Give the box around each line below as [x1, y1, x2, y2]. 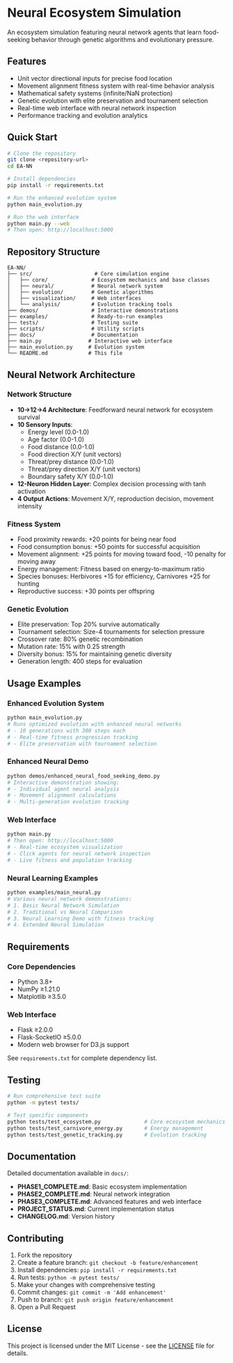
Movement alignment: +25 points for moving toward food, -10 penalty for [17, 550, 227, 559]
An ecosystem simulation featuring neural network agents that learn [7, 28, 202, 36]
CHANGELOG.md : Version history [17, 1212, 115, 1221]
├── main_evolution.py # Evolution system [7, 344, 145, 351]
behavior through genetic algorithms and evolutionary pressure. [31, 35, 214, 43]
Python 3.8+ [17, 978, 54, 986]
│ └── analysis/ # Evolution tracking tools [7, 301, 172, 308]
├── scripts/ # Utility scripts [7, 326, 145, 333]
